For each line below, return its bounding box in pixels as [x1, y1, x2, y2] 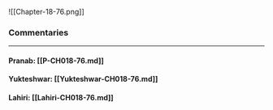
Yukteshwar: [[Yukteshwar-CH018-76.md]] [8, 74, 158, 84]
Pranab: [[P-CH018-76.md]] [8, 56, 104, 66]
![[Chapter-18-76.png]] [8, 7, 85, 16]
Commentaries [8, 27, 69, 38]
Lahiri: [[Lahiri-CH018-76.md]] [8, 93, 114, 103]
